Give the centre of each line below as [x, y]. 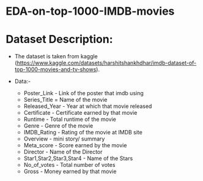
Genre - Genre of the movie [58, 126]
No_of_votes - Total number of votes [69, 165]
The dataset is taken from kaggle [56, 56]
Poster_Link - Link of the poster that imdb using [84, 93]
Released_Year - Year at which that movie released [88, 106]
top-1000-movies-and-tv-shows [55, 69]
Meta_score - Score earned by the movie [75, 145]
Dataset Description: [59, 40]
